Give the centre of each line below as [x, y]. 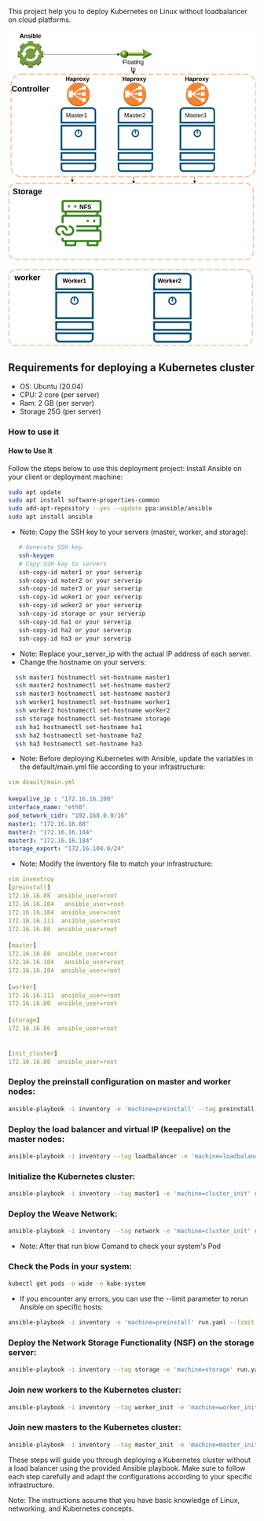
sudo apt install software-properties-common [84, 500]
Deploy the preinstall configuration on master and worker [120, 1082]
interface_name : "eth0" [47, 808]
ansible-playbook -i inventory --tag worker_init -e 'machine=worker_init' [135, 1407]
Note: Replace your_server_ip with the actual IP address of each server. [135, 654]
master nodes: [37, 1139]
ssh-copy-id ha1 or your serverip [75, 622]
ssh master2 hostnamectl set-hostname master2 [93, 686]
